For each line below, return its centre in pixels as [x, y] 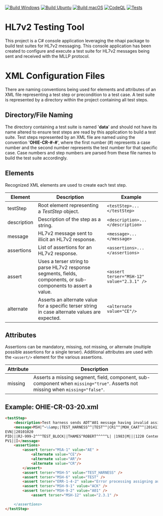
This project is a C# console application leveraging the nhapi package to [77, 40]
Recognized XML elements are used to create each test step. [66, 185]
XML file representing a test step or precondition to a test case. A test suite [80, 95]
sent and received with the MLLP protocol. [47, 56]
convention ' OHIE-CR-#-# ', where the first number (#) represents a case [78, 142]
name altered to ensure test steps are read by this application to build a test [81, 132]
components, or [56, 279]
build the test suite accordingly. [36, 158]
